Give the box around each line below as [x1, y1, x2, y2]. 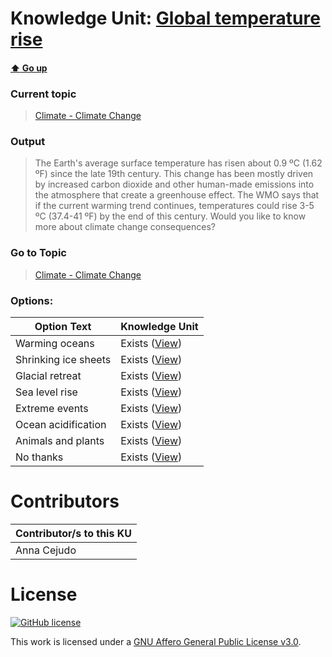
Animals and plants [15, 433, 105, 447]
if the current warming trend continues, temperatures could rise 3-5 [34, 200, 315, 212]
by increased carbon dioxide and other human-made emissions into [34, 178, 315, 191]
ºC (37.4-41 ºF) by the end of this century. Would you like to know [34, 210, 307, 222]
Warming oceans [15, 336, 95, 350]
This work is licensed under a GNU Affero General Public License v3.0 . [10, 635, 302, 647]
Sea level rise [15, 385, 78, 399]
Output [10, 135, 46, 148]
